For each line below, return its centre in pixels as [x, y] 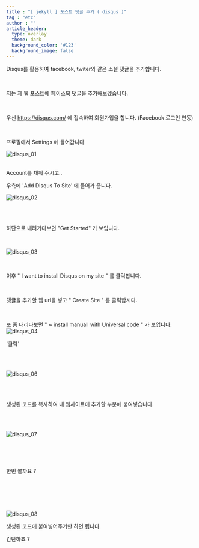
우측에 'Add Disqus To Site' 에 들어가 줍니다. [59, 185]
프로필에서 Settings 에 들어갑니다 [45, 142]
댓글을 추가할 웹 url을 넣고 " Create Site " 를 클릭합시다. [72, 300]
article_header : [26, 29]
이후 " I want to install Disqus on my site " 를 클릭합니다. [74, 276]
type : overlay [29, 34]
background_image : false [43, 51]
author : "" [21, 23]
